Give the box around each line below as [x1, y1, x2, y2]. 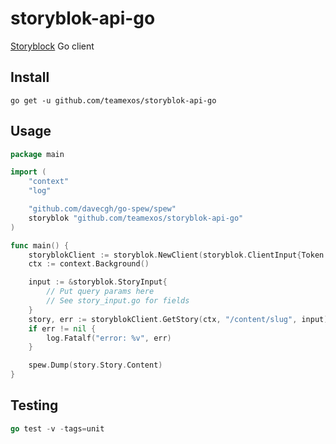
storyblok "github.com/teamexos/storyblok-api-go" [28, 213, 244, 223]
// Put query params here [46, 287, 155, 297]
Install [10, 69, 50, 86]
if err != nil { [28, 323, 97, 334]
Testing [10, 397, 59, 414]
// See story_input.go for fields [46, 296, 190, 306]
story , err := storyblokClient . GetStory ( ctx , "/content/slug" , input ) [28, 314, 329, 324]
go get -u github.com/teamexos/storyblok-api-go [10, 95, 217, 106]
